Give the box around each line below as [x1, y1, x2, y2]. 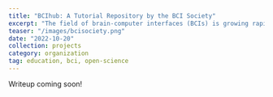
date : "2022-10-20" [8, 34, 75, 43]
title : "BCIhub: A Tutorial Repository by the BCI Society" [8, 11, 217, 20]
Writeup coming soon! [8, 78, 83, 89]
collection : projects [8, 42, 82, 50]
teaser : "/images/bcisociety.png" [8, 27, 126, 35]
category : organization [8, 49, 89, 57]
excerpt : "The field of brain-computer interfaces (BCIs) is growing [8, 19, 249, 27]
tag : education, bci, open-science [8, 57, 129, 65]
